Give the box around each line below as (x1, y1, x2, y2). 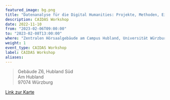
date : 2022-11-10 (5, 21, 42, 27)
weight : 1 (5, 41, 26, 46)
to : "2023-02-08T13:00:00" (5, 31, 62, 36)
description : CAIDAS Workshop (5, 17, 69, 22)
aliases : (5, 54, 24, 60)
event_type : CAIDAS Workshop (5, 45, 67, 50)
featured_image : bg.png (5, 7, 56, 13)
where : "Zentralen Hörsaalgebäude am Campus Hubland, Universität (5, 36, 148, 41)
